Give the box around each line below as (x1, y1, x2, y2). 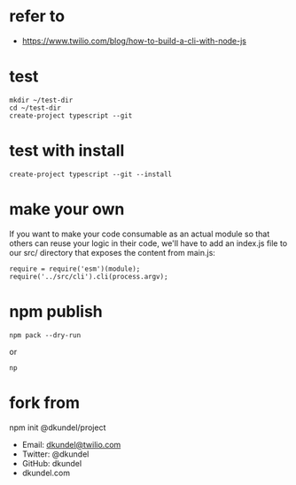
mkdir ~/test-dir (9, 96, 74, 104)
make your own (9, 199, 125, 219)
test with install (9, 141, 125, 161)
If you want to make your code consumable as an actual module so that (9, 228, 270, 239)
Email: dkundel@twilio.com (21, 439, 121, 450)
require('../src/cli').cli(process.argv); (9, 272, 168, 281)
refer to (9, 6, 65, 27)
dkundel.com (21, 467, 71, 478)
